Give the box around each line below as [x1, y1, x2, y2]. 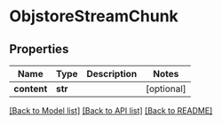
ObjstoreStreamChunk [9, 6, 179, 27]
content [13, 82, 48, 95]
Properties [9, 42, 69, 57]
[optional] [145, 82, 186, 95]
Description [86, 68, 138, 80]
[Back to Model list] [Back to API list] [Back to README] [9, 105, 213, 116]
